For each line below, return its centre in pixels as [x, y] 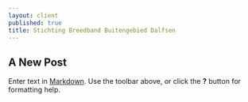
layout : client [33, 15]
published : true [35, 23]
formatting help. [35, 90]
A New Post [38, 62]
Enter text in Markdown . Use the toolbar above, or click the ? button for [124, 81]
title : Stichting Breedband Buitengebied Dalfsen [92, 30]
